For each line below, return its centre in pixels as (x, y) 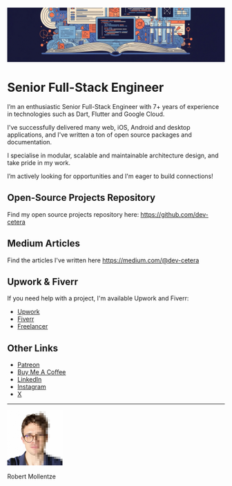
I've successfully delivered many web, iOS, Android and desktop (99, 127)
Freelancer (32, 327)
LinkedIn (29, 380)
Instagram (31, 387)
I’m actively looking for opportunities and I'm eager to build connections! (110, 176)
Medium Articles (44, 243)
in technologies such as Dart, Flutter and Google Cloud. (86, 114)
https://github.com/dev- (175, 214)
